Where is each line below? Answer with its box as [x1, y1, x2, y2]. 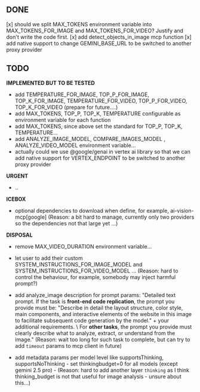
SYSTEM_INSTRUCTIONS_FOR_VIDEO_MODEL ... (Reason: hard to [14, 267, 179, 274]
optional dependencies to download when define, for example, [14, 207, 169, 214]
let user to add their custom [14, 254, 84, 262]
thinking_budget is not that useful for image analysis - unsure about [14, 373, 181, 380]
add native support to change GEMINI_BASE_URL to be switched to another [6, 39, 192, 47]
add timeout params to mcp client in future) [14, 342, 122, 349]
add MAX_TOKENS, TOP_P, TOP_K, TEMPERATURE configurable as [14, 110, 181, 117]
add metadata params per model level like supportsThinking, [14, 354, 164, 361]
